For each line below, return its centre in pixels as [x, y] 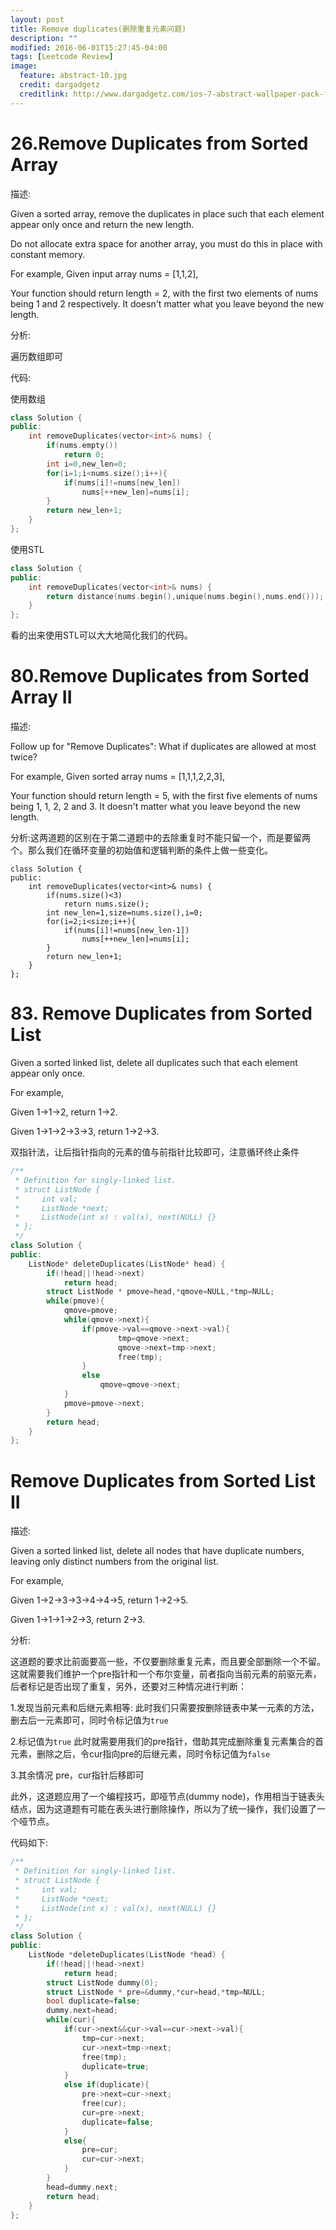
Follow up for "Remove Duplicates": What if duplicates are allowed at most [163, 747]
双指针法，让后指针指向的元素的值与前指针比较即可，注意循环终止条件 [155, 1152]
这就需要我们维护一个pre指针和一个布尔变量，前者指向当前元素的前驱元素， [166, 1674]
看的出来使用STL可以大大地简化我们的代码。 [101, 635]
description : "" [44, 38]
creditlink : [44, 94]
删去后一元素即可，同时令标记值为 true [89, 1720]
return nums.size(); [106, 904]
